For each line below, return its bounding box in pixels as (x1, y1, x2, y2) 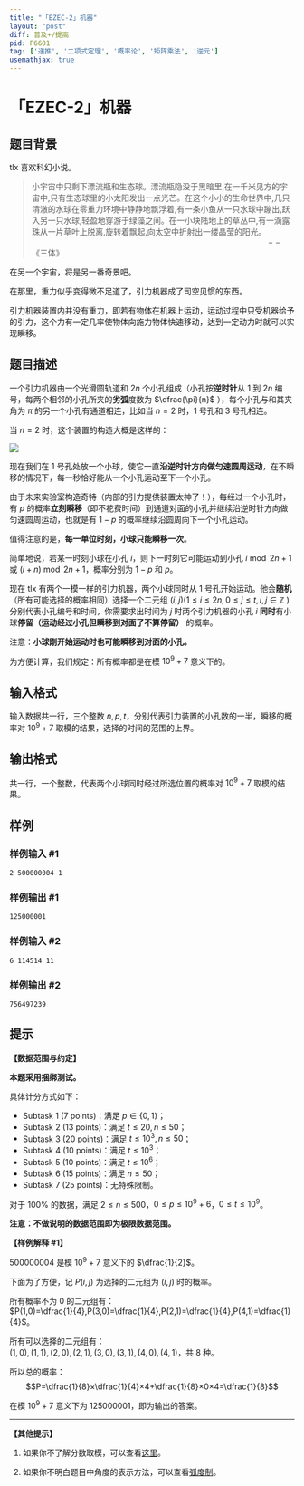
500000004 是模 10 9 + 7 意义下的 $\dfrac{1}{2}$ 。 (9, 1256, 199, 1269)
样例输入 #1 (9, 847, 59, 860)
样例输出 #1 (9, 892, 59, 904)
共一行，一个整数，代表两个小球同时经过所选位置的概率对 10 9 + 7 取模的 (9, 776, 278, 788)
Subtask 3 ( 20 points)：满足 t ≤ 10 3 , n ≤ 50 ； (22, 1132, 192, 1144)
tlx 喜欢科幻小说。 (9, 162, 77, 172)
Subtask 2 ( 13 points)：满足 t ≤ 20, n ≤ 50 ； (22, 1121, 187, 1133)
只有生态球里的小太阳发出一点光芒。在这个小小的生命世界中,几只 (49, 192, 290, 203)
